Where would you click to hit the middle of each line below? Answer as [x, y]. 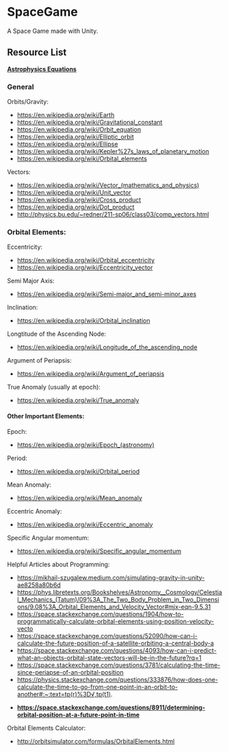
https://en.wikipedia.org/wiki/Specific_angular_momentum [99, 551]
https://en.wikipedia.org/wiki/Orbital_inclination [83, 321]
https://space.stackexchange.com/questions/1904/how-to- [100, 614]
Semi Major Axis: [31, 281]
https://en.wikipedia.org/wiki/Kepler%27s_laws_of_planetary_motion [113, 151]
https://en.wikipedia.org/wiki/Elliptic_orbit [76, 137]
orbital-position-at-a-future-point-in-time [78, 714]
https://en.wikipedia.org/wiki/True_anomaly [78, 400]
